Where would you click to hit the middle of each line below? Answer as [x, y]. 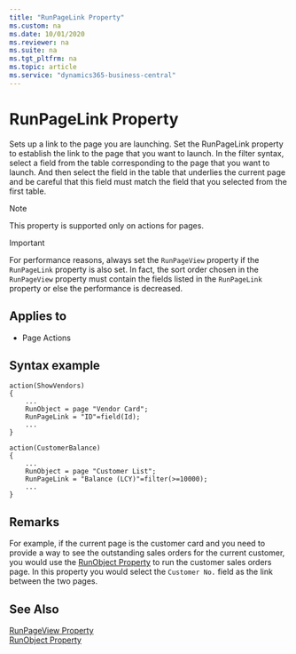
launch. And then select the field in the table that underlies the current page [148, 172]
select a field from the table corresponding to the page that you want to [140, 163]
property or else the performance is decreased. [96, 288]
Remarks [35, 522]
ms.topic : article [43, 68]
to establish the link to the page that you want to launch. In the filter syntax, [147, 153]
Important [27, 243]
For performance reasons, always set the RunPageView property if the [134, 259]
